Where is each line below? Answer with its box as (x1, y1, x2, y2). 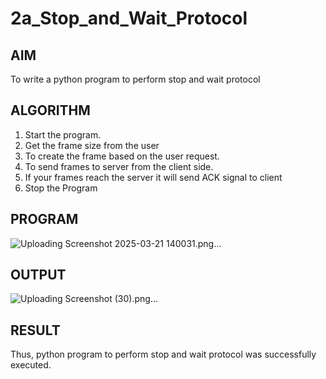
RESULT (10, 322, 61, 339)
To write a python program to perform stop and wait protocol (10, 73, 261, 85)
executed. (10, 359, 52, 371)
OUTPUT (10, 267, 67, 284)
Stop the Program (24, 182, 98, 194)
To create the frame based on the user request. (24, 150, 220, 162)
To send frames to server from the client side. (24, 160, 214, 172)
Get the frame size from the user (24, 139, 160, 151)
